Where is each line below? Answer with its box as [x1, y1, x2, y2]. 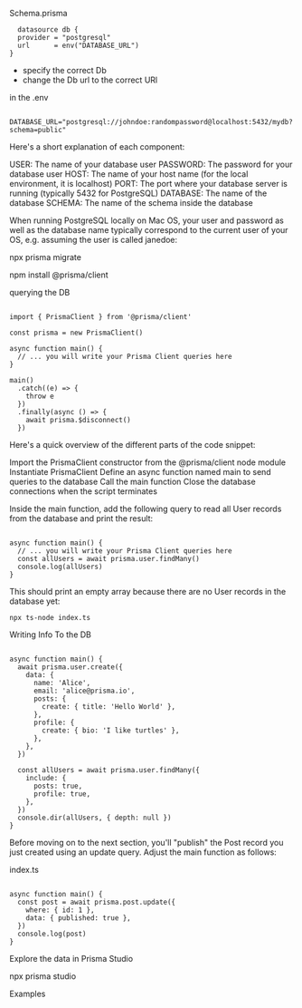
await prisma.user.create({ [17, 663, 124, 672]
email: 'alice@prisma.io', [33, 686, 136, 695]
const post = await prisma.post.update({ [17, 897, 176, 906]
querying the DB [9, 287, 71, 297]
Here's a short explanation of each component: [9, 141, 185, 152]
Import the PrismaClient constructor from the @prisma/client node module [9, 457, 287, 468]
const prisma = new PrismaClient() [9, 328, 144, 337]
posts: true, [33, 781, 83, 790]
